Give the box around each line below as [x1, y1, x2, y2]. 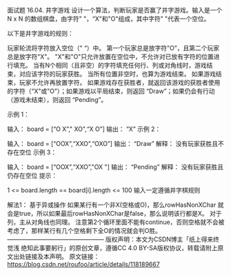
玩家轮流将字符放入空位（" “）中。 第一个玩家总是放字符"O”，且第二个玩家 [7, 44, 219, 52]
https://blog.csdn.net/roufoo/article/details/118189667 [7, 261, 160, 268]
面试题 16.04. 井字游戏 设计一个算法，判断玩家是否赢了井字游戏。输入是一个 [7, 6, 223, 14]
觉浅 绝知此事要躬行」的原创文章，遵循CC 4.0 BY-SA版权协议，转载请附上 [7, 244, 218, 252]
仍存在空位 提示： [7, 172, 57, 179]
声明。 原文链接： [49, 252, 100, 261]
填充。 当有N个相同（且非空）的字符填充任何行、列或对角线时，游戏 [12, 61, 207, 69]
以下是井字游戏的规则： [7, 30, 74, 37]
